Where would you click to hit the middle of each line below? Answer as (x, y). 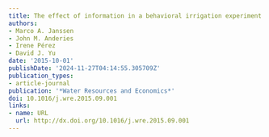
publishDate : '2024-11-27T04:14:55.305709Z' (84, 68)
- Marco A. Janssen (41, 31)
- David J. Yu (32, 53)
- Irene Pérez (32, 46)
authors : (23, 23)
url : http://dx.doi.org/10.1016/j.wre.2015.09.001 (103, 121)
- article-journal (39, 83)
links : (19, 106)
